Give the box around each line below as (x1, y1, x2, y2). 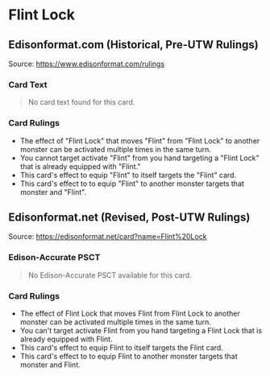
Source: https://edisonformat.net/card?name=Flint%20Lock (8, 232, 207, 242)
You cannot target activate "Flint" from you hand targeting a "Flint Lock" (19, 153, 260, 163)
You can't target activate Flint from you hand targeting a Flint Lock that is (19, 326, 263, 335)
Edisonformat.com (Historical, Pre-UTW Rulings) (8, 38, 260, 52)
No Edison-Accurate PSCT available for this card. (27, 270, 192, 279)
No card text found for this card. (27, 97, 135, 107)
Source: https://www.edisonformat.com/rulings (8, 59, 165, 68)
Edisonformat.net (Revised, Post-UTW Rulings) (8, 210, 251, 224)
